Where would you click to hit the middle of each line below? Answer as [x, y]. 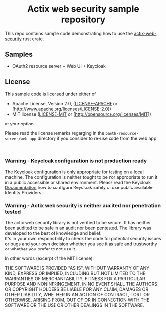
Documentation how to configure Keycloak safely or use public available [79, 187]
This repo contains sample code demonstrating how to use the [69, 33]
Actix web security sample [83, 9]
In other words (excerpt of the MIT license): [50, 258]
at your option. [20, 124]
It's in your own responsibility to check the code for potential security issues [83, 239]
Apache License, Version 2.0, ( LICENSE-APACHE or [65, 103]
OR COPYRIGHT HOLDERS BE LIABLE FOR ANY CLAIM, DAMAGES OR [77, 289]
